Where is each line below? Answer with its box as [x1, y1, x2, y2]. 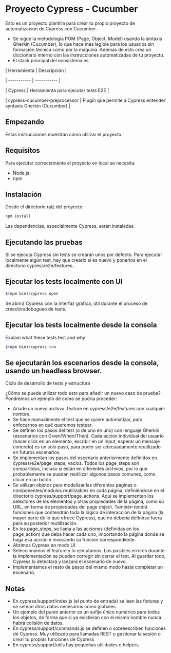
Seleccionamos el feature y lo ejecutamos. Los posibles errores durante [12, 548, 165, 554]
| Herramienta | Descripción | [5, 67, 67, 74]
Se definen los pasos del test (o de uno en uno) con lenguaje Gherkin [12, 427, 160, 433]
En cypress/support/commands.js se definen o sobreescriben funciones [12, 625, 166, 631]
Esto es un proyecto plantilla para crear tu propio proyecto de [5, 20, 135, 26]
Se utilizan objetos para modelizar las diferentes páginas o [12, 482, 137, 488]
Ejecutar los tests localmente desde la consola [5, 321, 157, 330]
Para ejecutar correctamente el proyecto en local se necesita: [5, 160, 136, 166]
